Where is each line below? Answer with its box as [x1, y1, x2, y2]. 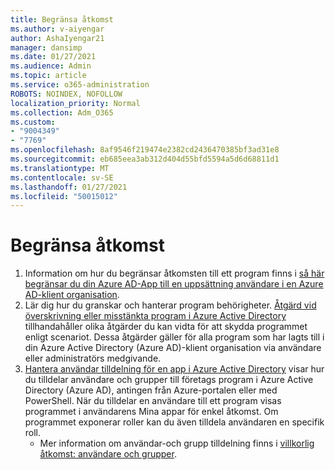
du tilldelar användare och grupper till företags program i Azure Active [24, 374, 314, 386]
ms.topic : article [10, 71, 87, 81]
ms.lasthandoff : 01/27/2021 [10, 182, 128, 192]
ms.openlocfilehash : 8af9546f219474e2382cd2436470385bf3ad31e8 [10, 145, 280, 155]
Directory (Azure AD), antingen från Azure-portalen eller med [24, 384, 278, 396]
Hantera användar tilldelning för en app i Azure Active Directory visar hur [24, 363, 325, 375]
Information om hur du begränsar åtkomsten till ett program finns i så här [24, 267, 325, 280]
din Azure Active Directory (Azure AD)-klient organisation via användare [24, 342, 322, 354]
